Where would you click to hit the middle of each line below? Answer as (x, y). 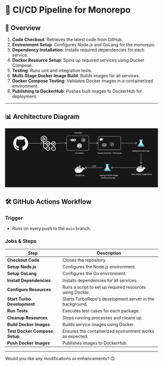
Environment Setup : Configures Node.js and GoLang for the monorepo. (84, 45)
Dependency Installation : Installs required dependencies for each (78, 50)
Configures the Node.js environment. (99, 267)
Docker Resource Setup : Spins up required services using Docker (78, 60)
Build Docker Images (28, 324)
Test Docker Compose (30, 331)
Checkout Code (23, 260)
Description (109, 253)
